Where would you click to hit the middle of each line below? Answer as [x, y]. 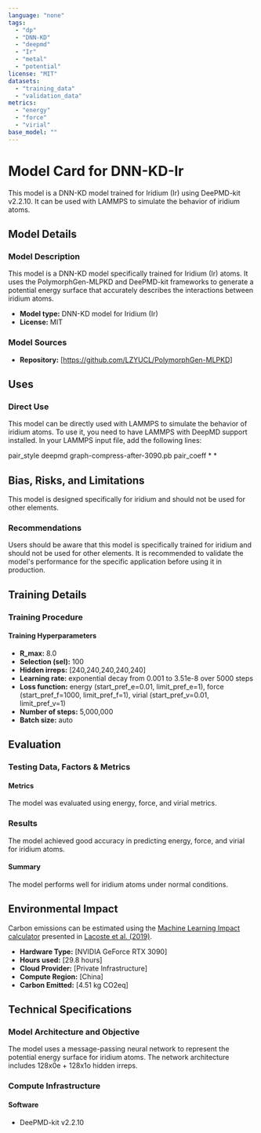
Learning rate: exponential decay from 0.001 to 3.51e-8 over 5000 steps [136, 678]
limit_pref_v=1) [43, 703]
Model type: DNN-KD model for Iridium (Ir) [89, 314]
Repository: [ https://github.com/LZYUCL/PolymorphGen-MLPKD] [126, 360]
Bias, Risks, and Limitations [76, 480]
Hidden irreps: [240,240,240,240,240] [83, 670]
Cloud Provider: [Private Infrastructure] [83, 968]
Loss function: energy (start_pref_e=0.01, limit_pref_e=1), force [122, 686]
